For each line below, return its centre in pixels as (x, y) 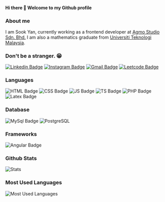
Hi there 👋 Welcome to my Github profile (49, 8)
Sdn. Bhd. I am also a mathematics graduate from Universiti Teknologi (78, 37)
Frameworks (21, 134)
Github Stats (21, 158)
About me (18, 21)
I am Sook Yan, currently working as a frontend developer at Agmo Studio (82, 32)
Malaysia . (15, 42)
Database (17, 110)
